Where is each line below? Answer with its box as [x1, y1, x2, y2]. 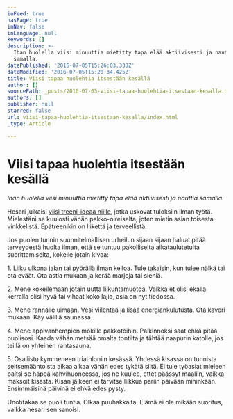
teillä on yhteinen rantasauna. [7, 342, 92, 350]
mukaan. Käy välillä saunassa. [7, 313, 93, 322]
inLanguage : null [7, 29, 58, 37]
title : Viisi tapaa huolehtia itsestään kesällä [7, 74, 150, 82]
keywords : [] [7, 36, 45, 43]
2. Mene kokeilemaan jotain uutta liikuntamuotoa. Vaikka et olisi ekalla [7, 285, 207, 293]
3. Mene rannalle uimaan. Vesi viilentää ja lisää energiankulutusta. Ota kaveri [7, 306, 225, 314]
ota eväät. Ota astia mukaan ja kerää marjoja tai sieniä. [7, 271, 163, 280]
